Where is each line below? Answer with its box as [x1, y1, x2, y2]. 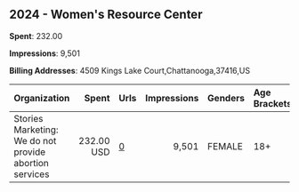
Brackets [253, 97, 292, 109]
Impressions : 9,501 [9, 48, 80, 59]
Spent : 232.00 [9, 30, 63, 41]
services [13, 168, 50, 180]
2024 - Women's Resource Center [9, 7, 203, 22]
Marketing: [13, 124, 60, 136]
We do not [13, 134, 57, 147]
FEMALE [207, 140, 243, 152]
